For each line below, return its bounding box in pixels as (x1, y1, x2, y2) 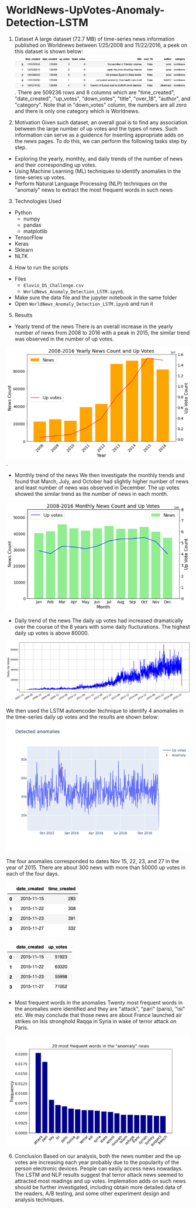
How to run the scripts (14, 264, 68, 271)
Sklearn (14, 247, 33, 254)
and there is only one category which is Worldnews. (14, 108, 140, 115)
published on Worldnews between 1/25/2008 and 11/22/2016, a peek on (14, 42, 187, 49)
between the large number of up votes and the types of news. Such (14, 125, 178, 132)
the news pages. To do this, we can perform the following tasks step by (14, 138, 187, 145)
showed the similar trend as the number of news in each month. (14, 491, 169, 498)
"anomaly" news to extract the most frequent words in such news (14, 186, 173, 193)
